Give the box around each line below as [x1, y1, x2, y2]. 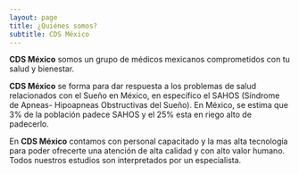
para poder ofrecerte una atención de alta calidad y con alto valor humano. [9, 145, 286, 156]
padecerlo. [9, 119, 49, 129]
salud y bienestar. [9, 63, 75, 74]
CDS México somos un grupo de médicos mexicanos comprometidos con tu [9, 54, 290, 65]
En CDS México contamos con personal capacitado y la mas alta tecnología [9, 136, 288, 147]
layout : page [9, 12, 58, 22]
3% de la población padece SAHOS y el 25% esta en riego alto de [9, 109, 253, 120]
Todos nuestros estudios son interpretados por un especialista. [9, 155, 242, 166]
